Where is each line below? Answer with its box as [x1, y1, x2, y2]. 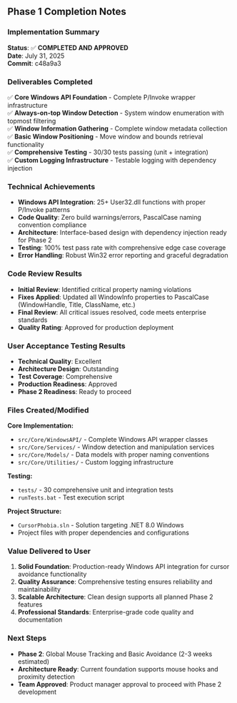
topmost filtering [7, 116, 56, 125]
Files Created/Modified [7, 405, 89, 415]
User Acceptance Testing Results [7, 340, 126, 350]
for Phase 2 [17, 236, 52, 245]
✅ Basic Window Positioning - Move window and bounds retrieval [7, 132, 203, 141]
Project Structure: [7, 507, 62, 516]
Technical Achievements [7, 181, 96, 191]
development [17, 687, 57, 696]
